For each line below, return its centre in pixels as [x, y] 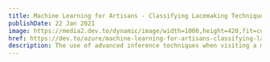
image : [19, 31]
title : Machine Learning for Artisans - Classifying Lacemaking [118, 16]
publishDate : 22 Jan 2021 [51, 23]
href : [17, 38]
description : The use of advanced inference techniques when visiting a [133, 46]
